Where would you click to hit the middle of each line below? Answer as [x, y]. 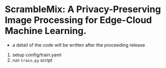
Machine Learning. [46, 31]
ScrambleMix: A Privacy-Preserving [83, 9]
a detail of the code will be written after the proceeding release [79, 45]
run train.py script [32, 60]
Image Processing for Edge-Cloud [78, 20]
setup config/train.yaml [37, 55]
